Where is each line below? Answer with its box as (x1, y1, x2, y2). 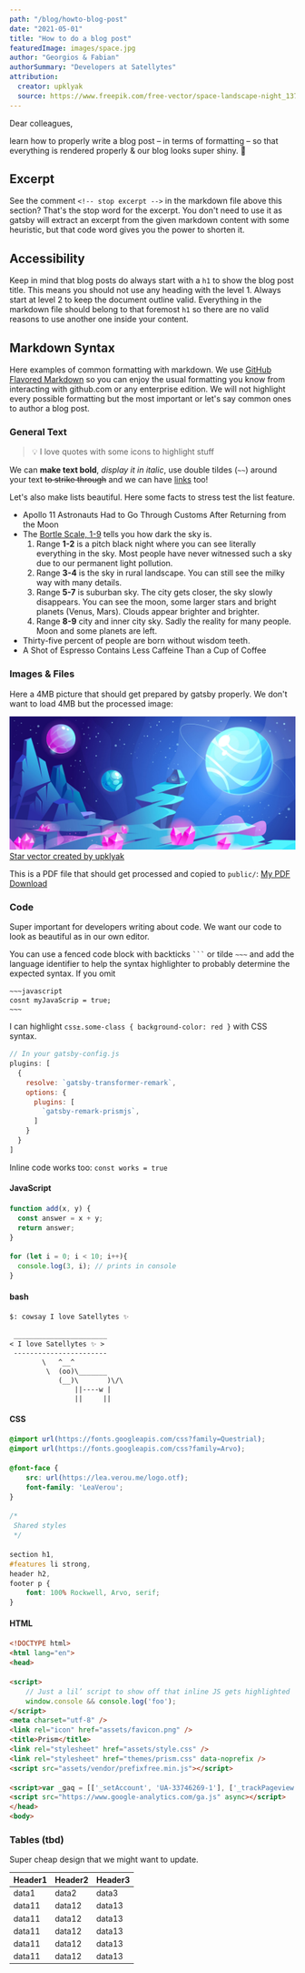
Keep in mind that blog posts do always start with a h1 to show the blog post (9, 275, 294, 286)
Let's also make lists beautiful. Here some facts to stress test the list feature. (9, 492, 295, 503)
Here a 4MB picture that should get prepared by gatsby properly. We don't (9, 688, 288, 699)
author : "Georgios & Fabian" (9, 53, 120, 63)
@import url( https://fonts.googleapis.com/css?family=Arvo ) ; (9, 1444, 246, 1454)
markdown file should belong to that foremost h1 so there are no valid (9, 304, 270, 315)
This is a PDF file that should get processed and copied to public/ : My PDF (9, 868, 290, 879)
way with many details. (35, 577, 123, 588)
